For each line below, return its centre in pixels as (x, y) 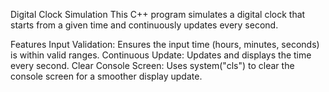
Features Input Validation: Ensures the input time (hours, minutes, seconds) (165, 44)
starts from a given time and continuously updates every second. (144, 25)
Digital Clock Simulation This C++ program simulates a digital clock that (158, 14)
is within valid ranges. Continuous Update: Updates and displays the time (161, 55)
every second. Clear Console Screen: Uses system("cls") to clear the (152, 65)
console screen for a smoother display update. (106, 76)
